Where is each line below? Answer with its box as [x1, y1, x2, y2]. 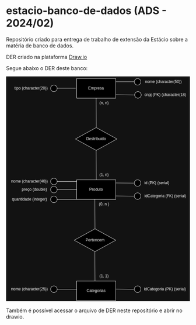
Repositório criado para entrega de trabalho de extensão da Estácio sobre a [6, 36, 188, 43]
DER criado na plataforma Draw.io [6, 53, 87, 60]
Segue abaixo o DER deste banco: [6, 64, 88, 71]
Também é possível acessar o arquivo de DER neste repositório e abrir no [6, 307, 183, 314]
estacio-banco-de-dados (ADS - [6, 4, 167, 18]
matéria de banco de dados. [6, 42, 74, 49]
